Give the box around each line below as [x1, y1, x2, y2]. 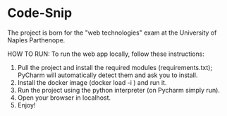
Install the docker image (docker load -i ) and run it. [17, 78, 167, 86]
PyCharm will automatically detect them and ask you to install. [17, 71, 198, 79]
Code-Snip [7, 5, 73, 21]
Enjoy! [17, 100, 36, 109]
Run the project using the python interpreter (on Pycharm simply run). [17, 86, 221, 94]
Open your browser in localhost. [17, 93, 111, 102]
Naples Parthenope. [7, 35, 66, 44]
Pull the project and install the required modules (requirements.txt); [17, 63, 213, 71]
